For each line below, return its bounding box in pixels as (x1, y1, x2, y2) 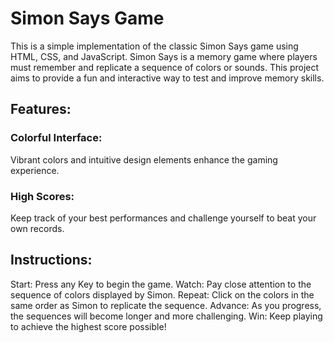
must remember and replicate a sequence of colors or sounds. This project (10, 61, 320, 73)
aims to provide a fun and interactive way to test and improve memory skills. (10, 72, 325, 84)
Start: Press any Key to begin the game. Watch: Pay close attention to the (10, 278, 312, 290)
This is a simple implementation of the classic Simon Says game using (10, 40, 299, 52)
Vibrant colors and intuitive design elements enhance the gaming (10, 153, 278, 166)
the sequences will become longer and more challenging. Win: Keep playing (10, 310, 323, 322)
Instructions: (10, 252, 93, 269)
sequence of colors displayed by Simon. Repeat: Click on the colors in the (10, 288, 315, 301)
